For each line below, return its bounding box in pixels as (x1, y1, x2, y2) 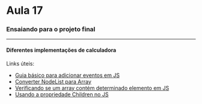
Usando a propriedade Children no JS (14, 91, 109, 98)
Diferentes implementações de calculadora (6, 46, 117, 54)
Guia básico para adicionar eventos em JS (14, 72, 120, 79)
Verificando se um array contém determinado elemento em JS (14, 84, 170, 91)
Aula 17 (6, 4, 43, 17)
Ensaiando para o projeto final (6, 25, 96, 34)
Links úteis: (6, 60, 35, 67)
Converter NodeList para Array (14, 78, 92, 85)
